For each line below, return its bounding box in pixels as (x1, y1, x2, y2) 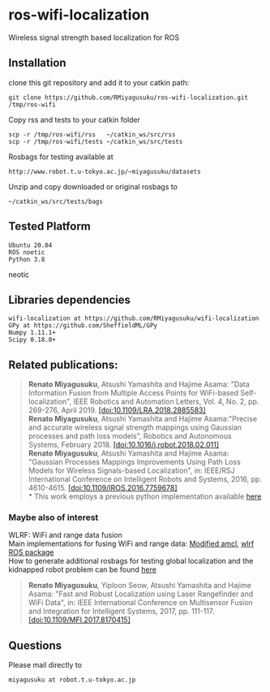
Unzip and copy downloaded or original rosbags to (8, 181, 178, 192)
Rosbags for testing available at (8, 152, 114, 162)
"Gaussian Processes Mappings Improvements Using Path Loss (28, 457, 241, 467)
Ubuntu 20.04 (8, 241, 53, 249)
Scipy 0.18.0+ (8, 335, 57, 344)
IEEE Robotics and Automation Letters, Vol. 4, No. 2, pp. (72, 396, 259, 407)
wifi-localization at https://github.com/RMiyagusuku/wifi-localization (8, 314, 259, 322)
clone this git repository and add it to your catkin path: (8, 77, 190, 87)
